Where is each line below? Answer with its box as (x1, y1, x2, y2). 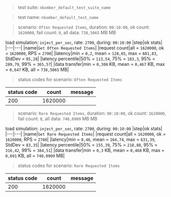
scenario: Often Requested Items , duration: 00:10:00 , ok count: (17, 24, 150, 30)
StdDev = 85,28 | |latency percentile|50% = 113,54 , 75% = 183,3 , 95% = (5, 56, 156, 62)
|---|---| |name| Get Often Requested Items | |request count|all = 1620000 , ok (5, 45, 164, 51)
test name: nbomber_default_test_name (17, 14, 99, 20)
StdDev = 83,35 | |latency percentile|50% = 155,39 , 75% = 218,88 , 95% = (5, 142, 158, 147)
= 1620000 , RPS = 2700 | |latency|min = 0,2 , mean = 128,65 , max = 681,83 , (5, 51, 158, 56)
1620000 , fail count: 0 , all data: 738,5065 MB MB (17, 30, 116, 35)
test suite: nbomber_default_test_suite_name (17, 5, 111, 10)
